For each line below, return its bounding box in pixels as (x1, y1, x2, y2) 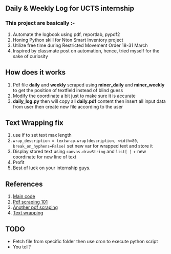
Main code (12, 193, 36, 199)
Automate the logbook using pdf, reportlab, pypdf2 (12, 31, 120, 38)
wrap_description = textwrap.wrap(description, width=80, (12, 138, 139, 143)
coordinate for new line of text (12, 154, 77, 160)
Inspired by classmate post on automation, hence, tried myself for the (12, 47, 160, 53)
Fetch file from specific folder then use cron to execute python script (12, 238, 158, 244)
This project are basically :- (5, 20, 75, 27)
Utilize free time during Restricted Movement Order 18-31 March (12, 42, 148, 48)
